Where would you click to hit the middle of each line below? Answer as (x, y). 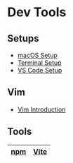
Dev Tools (37, 12)
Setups (24, 38)
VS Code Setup (40, 70)
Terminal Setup (39, 63)
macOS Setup (38, 55)
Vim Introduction (41, 109)
